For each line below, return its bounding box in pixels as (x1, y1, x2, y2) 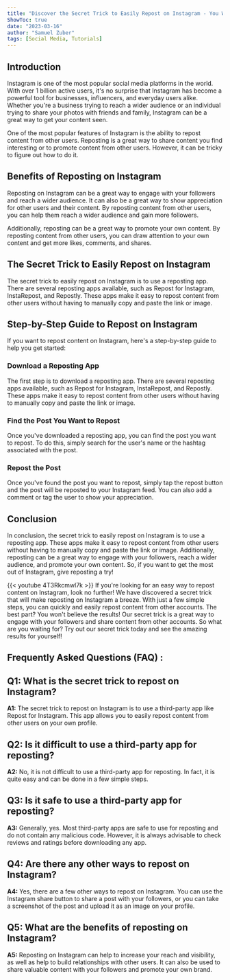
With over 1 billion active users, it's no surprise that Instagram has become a (7, 86, 222, 95)
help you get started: (7, 344, 66, 352)
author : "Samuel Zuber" (7, 29, 75, 36)
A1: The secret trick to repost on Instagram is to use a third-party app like (7, 704, 214, 712)
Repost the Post (7, 463, 62, 472)
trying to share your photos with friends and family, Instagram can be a (7, 108, 207, 117)
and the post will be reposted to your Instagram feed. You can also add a (7, 486, 212, 494)
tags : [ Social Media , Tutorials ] (7, 36, 103, 43)
